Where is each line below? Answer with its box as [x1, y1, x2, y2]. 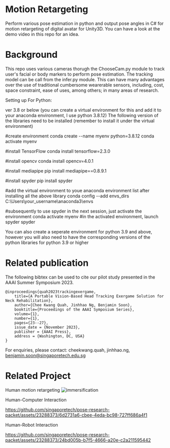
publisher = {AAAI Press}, [14, 329, 71, 334]
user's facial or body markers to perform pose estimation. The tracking [5, 71, 153, 77]
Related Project [5, 370, 71, 382]
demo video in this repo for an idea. [5, 31, 79, 37]
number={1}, [14, 316, 39, 321]
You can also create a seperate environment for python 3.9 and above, [5, 228, 153, 234]
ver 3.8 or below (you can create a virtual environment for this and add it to [5, 107, 162, 113]
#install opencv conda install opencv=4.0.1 [5, 158, 94, 164]
